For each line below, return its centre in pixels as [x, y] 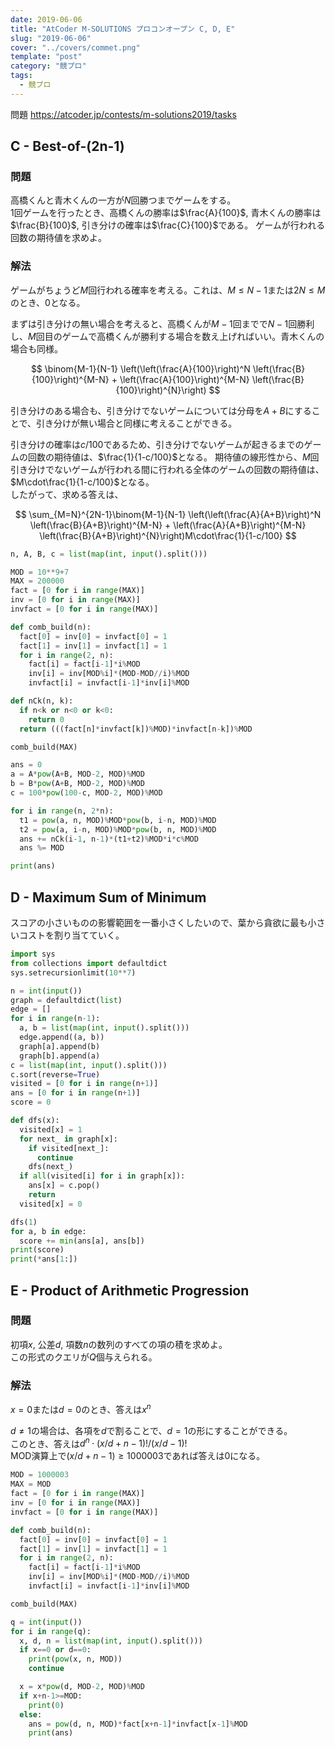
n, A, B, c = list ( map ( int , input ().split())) [109, 554]
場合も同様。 [36, 348]
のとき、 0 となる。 [48, 302]
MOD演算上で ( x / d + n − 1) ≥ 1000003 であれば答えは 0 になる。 [138, 1456]
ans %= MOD [42, 848]
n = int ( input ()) [46, 991]
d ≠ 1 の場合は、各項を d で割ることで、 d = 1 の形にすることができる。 [151, 1430]
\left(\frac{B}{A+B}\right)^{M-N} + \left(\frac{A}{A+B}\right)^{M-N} [168, 525]
